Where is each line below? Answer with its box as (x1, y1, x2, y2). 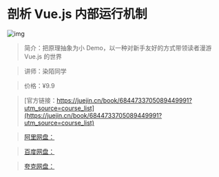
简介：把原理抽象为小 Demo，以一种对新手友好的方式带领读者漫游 (23, 43, 212, 52)
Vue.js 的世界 (23, 52, 62, 61)
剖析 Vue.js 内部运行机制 (7, 6, 147, 22)
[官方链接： (23, 96, 57, 104)
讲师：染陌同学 (23, 67, 67, 75)
